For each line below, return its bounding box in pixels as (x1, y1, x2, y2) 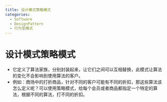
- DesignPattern (10, 21, 44, 26)
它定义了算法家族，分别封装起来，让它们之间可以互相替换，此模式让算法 (12, 66, 162, 72)
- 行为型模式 (10, 26, 34, 31)
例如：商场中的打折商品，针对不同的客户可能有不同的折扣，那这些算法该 (12, 79, 162, 85)
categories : (5, 12, 30, 17)
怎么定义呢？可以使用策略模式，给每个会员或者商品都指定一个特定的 (12, 85, 153, 91)
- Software (10, 16, 33, 21)
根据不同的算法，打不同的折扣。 (21, 91, 88, 97)
